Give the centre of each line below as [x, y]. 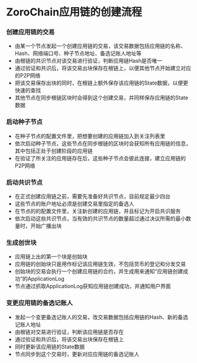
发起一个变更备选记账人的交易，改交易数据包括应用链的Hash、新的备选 [101, 317]
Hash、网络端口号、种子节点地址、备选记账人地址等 [78, 53]
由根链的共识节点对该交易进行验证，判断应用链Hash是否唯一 [88, 61]
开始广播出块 [46, 226]
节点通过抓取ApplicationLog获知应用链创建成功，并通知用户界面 [93, 286]
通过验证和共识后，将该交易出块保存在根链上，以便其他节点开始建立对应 [103, 68]
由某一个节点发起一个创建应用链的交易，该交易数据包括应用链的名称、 [100, 46]
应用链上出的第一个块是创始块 [51, 257]
